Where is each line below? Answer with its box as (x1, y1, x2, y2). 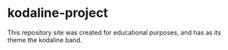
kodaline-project (7, 5, 108, 21)
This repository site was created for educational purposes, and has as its (7, 28, 222, 37)
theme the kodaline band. (7, 35, 83, 44)
